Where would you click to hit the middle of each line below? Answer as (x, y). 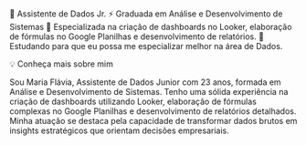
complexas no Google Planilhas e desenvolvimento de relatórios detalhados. (153, 111)
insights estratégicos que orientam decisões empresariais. (120, 130)
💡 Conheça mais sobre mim (62, 64)
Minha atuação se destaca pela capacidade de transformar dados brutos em (153, 121)
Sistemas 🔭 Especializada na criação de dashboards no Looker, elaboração (151, 27)
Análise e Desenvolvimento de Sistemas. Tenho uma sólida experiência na (149, 92)
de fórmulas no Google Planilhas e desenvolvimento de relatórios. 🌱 (137, 36)
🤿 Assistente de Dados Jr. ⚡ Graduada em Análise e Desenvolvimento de (146, 14)
